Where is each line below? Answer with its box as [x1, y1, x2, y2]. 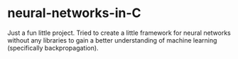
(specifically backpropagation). [7, 43, 99, 52]
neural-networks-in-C [7, 5, 141, 21]
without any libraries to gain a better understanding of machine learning [7, 36, 217, 44]
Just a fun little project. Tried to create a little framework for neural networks [7, 28, 231, 37]
